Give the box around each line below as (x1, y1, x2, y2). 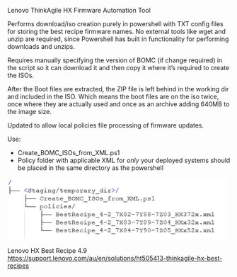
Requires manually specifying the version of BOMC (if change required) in (7, 56, 223, 64)
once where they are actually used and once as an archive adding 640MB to (7, 100, 230, 108)
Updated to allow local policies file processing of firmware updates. (7, 121, 204, 130)
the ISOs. (7, 71, 34, 79)
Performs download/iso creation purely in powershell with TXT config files (7, 20, 224, 28)
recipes (7, 261, 30, 270)
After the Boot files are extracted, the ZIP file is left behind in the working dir (7, 85, 229, 93)
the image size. (7, 108, 52, 115)
